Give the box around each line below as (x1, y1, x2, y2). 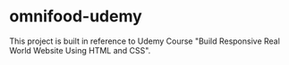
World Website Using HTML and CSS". (9, 45, 151, 55)
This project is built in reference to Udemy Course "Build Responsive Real (9, 36, 280, 46)
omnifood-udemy (9, 6, 143, 27)
